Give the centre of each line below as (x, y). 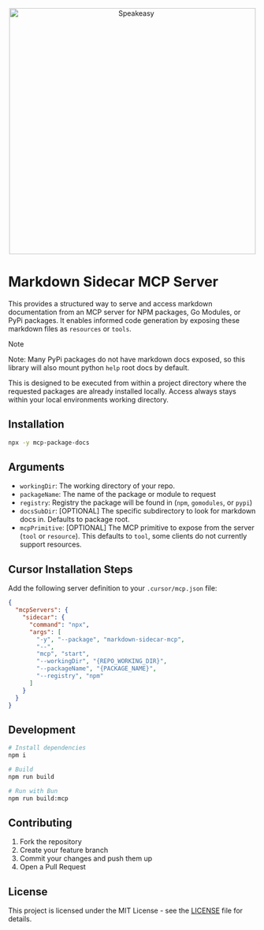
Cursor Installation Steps (71, 569)
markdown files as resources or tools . (70, 328)
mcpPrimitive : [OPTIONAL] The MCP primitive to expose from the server (137, 528)
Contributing (40, 823)
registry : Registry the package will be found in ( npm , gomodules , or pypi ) (136, 502)
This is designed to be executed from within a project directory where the (127, 383)
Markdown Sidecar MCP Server (113, 282)
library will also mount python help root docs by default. (99, 367)
